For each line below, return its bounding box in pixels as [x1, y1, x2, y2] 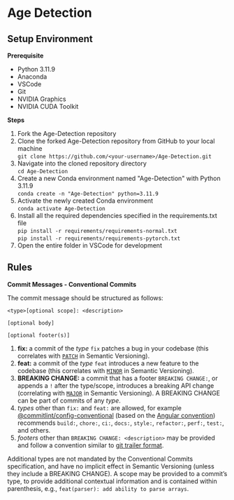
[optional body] [7, 319, 54, 327]
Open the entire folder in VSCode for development [17, 241, 163, 250]
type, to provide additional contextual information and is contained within [7, 477, 218, 485]
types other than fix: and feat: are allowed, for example [17, 403, 182, 412]
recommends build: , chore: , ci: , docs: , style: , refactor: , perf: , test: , [17, 419, 225, 427]
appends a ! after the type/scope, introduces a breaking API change [17, 381, 214, 390]
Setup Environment [7, 33, 93, 45]
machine [17, 144, 43, 152]
